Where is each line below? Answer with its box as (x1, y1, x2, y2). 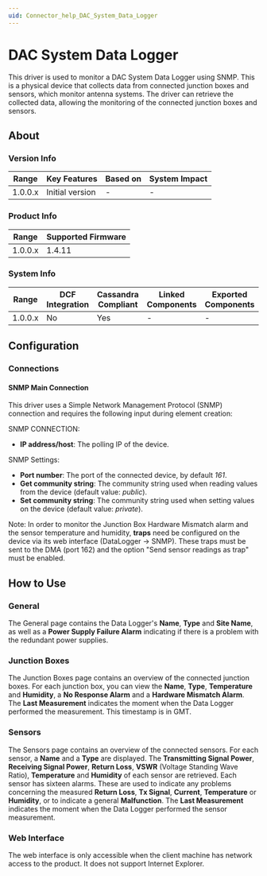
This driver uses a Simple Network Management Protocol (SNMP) (8, 401, 223, 410)
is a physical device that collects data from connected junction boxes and (8, 80, 249, 90)
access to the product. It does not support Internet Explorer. (8, 859, 205, 868)
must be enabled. (8, 553, 66, 563)
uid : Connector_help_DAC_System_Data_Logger (8, 11, 158, 20)
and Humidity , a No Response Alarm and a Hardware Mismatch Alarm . (8, 690, 245, 700)
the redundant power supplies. (8, 635, 109, 645)
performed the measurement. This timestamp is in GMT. (8, 707, 192, 716)
